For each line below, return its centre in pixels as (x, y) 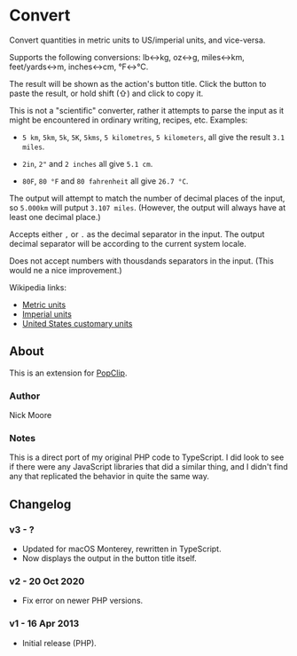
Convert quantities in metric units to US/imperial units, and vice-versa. (137, 40)
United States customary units (77, 323)
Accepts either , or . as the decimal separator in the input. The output (137, 234)
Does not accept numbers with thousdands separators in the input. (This (142, 261)
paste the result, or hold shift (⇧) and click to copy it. (106, 93)
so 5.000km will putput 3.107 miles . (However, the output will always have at (148, 207)
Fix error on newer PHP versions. (82, 601)
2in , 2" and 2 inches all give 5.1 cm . (87, 163)
